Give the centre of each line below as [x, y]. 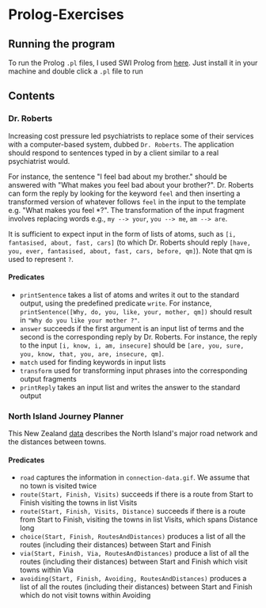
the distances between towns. [57, 442]
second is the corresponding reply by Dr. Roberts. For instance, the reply [138, 336]
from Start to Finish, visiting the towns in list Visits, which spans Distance [139, 519]
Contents [32, 96]
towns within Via [46, 570]
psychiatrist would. [39, 161]
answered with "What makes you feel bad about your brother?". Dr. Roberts [131, 184]
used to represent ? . [41, 259]
